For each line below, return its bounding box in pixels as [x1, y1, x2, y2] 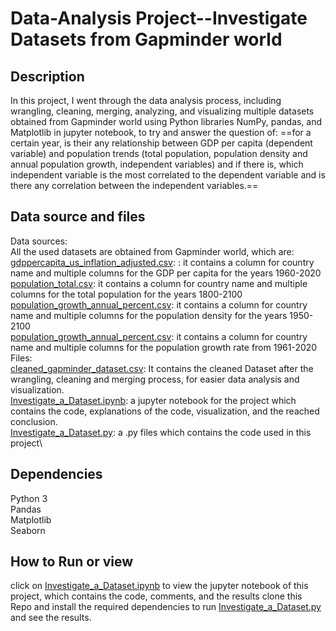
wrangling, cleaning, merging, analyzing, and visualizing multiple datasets [10, 105, 315, 117]
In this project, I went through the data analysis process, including [10, 95, 282, 106]
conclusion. [10, 415, 58, 427]
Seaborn [10, 524, 46, 536]
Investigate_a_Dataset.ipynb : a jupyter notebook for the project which [10, 394, 297, 406]
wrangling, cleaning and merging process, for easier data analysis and [10, 373, 300, 385]
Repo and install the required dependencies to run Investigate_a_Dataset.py [10, 601, 322, 613]
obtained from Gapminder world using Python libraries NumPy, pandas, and [10, 116, 323, 127]
